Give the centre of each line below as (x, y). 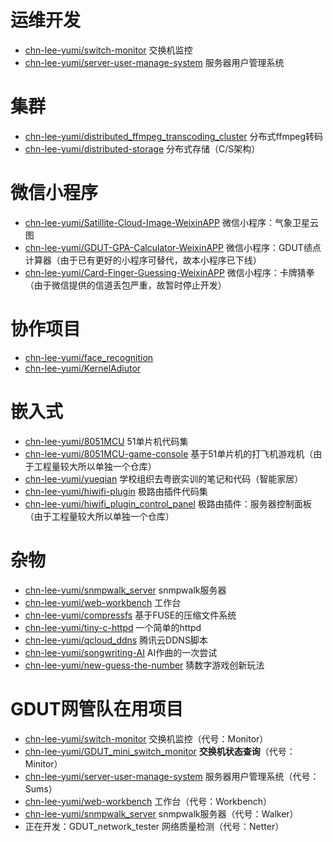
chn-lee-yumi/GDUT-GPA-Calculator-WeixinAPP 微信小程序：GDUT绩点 (173, 247)
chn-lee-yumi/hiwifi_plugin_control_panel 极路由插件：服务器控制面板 (168, 503)
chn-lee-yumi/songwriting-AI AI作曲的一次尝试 (121, 652)
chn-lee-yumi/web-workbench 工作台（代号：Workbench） (148, 801)
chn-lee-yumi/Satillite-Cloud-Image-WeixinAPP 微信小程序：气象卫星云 (171, 222)
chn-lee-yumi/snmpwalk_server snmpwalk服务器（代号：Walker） (161, 813)
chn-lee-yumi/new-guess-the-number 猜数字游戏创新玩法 (144, 665)
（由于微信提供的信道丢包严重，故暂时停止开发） (125, 285)
